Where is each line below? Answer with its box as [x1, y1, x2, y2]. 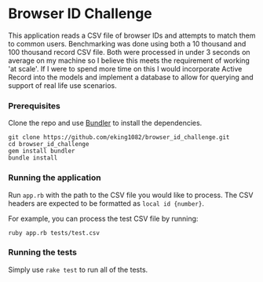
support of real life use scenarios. [8, 80, 117, 90]
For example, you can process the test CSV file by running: [8, 214, 199, 223]
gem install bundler [8, 147, 76, 156]
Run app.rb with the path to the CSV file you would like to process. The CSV [8, 190, 254, 200]
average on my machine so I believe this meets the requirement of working [8, 56, 250, 65]
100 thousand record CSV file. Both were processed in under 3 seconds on [8, 47, 250, 57]
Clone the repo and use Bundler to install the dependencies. [8, 119, 203, 128]
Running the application [8, 172, 101, 183]
